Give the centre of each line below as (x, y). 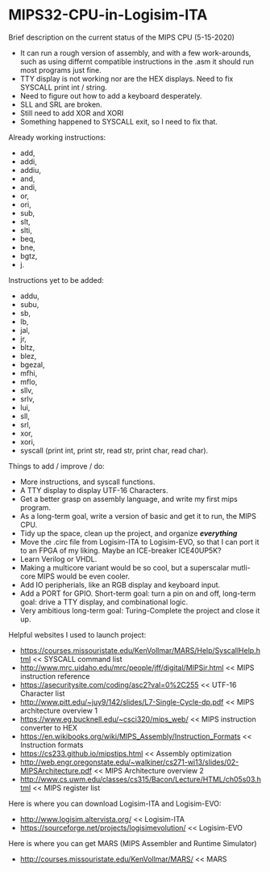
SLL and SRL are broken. (61, 104)
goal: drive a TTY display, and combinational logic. (104, 602)
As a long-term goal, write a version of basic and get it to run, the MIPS (138, 516)
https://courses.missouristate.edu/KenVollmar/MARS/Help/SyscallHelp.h (140, 650)
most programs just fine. (61, 70)
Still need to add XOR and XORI (72, 113)
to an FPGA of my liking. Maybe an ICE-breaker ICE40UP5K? (120, 550)
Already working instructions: (57, 137)
